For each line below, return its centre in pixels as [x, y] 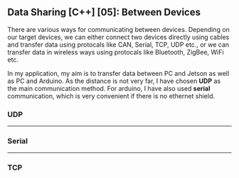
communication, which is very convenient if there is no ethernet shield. [111, 96]
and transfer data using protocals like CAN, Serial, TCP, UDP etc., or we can [118, 44]
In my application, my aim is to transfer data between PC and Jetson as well [118, 73]
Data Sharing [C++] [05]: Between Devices [104, 12]
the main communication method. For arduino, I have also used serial [109, 88]
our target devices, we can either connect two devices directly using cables [118, 37]
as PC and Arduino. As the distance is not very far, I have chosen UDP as [114, 81]
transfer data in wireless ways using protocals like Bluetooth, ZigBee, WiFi [116, 52]
